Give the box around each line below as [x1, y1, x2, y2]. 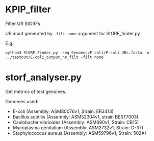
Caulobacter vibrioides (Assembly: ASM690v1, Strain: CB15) [12, 119, 139, 125]
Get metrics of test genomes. [5, 88, 67, 95]
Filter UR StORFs [5, 20, 41, 27]
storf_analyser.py [5, 72, 82, 83]
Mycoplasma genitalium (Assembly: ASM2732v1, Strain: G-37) [12, 124, 144, 131]
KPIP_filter [5, 4, 51, 15]
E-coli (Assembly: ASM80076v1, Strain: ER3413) [12, 108, 114, 114]
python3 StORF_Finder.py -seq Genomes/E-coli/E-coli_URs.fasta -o [5, 50, 149, 55]
